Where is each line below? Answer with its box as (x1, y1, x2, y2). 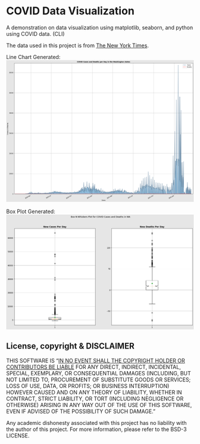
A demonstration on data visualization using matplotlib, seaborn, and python (6, 24, 193, 31)
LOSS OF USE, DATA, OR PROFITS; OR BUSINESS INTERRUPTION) (6, 382, 170, 389)
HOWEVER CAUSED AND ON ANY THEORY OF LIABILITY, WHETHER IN (6, 388, 183, 396)
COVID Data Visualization (6, 4, 135, 18)
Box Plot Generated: (6, 208, 55, 215)
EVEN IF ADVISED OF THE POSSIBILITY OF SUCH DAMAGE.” (6, 408, 156, 415)
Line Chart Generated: (6, 53, 61, 60)
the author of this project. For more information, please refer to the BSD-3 (6, 425, 187, 433)
